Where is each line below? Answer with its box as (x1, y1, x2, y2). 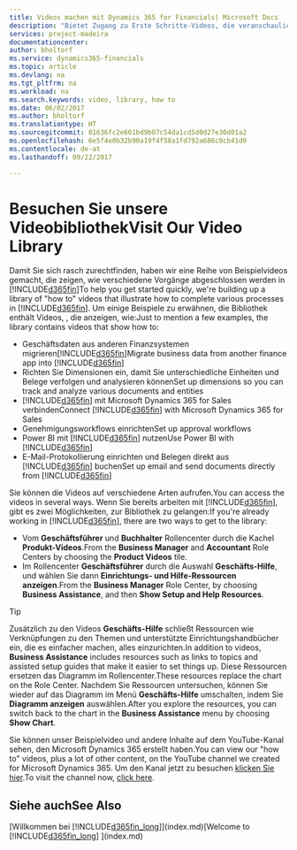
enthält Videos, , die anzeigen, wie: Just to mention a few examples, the (9, 312, 269, 323)
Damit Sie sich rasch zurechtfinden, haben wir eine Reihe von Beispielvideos (9, 265, 288, 276)
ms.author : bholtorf (9, 111, 86, 120)
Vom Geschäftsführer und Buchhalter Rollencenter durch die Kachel (21, 532, 275, 544)
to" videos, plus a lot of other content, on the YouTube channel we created (9, 754, 280, 764)
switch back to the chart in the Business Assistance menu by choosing (9, 708, 270, 719)
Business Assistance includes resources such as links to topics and (9, 652, 258, 662)
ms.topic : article (9, 63, 77, 72)
